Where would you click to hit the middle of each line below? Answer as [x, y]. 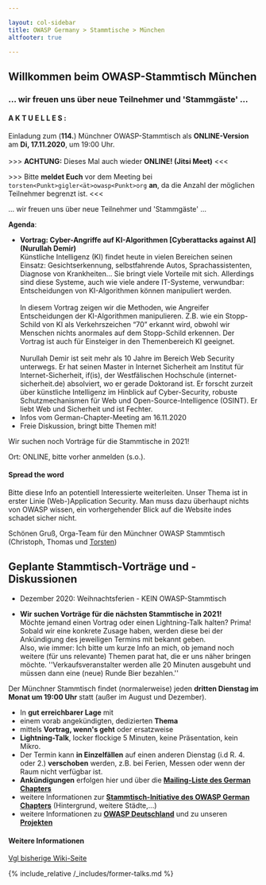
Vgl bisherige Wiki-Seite [48, 858]
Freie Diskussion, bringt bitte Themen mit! [88, 426]
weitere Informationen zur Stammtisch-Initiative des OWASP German [135, 797]
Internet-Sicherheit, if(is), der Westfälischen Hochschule [112, 375]
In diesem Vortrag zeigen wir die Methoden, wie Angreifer [114, 307]
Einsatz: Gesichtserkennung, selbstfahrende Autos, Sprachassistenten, [136, 265]
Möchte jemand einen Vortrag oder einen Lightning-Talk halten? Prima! [135, 622]
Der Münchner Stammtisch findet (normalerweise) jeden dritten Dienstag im [133, 688]
